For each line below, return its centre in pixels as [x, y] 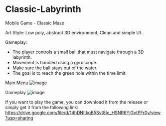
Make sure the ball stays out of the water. [55, 68]
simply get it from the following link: [42, 107]
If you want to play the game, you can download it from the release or [77, 102]
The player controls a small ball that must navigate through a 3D [78, 52]
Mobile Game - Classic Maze [35, 23]
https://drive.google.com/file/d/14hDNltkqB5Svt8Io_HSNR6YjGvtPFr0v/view [83, 113]
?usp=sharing [19, 118]
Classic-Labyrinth [43, 9]
